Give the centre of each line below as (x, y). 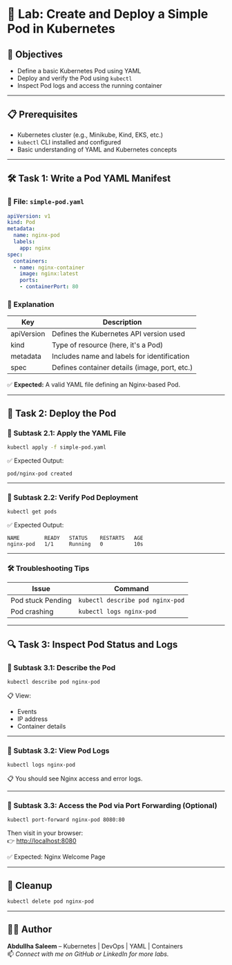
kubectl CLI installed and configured (69, 142)
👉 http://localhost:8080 (42, 841)
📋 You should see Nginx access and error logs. (75, 779)
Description (122, 322)
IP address (32, 719)
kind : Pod (21, 223)
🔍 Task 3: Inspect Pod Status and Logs (93, 645)
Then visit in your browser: (45, 833)
